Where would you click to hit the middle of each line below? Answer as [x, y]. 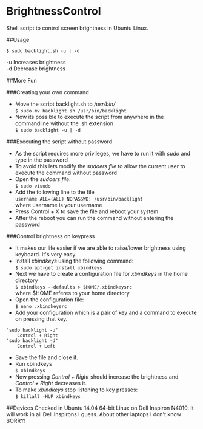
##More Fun [22, 80]
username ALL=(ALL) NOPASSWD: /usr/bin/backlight [79, 199]
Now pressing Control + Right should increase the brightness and [97, 376]
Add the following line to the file [55, 192]
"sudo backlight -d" [32, 341]
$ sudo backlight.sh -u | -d [43, 51]
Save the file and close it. [47, 357]
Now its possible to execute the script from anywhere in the [89, 117]
